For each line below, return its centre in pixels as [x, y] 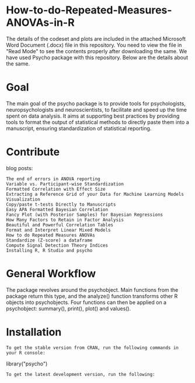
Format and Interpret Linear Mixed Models [58, 230]
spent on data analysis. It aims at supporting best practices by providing [93, 116]
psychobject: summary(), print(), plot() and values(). [69, 308]
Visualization [23, 199]
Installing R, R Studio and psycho [49, 250]
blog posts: [20, 168]
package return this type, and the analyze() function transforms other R [92, 296]
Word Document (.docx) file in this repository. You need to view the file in [94, 45]
